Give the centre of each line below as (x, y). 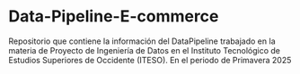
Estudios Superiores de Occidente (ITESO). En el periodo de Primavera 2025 (150, 60)
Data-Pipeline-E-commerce (114, 16)
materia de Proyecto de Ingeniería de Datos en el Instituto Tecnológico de (144, 50)
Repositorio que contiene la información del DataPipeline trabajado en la (142, 41)
